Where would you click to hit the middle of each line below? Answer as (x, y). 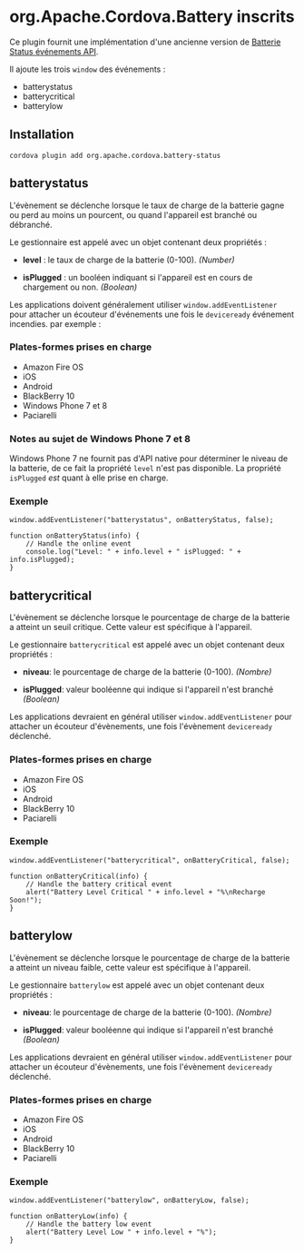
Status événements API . (54, 51)
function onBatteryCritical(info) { (78, 876)
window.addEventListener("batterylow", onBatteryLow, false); (129, 1200)
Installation (42, 135)
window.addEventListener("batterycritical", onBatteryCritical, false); (150, 860)
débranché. (31, 224)
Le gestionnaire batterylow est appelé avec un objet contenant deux (137, 985)
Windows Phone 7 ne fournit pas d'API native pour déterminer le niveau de (149, 459)
